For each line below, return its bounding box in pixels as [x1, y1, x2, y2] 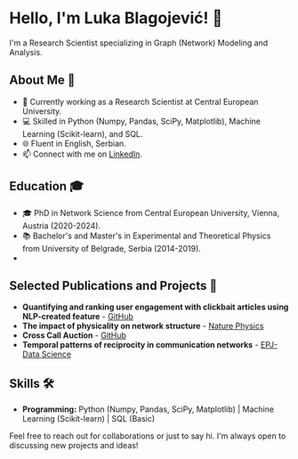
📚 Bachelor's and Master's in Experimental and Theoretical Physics [21, 230, 271, 241]
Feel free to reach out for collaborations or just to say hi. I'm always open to [9, 431, 286, 441]
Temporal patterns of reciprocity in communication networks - [21, 340, 260, 350]
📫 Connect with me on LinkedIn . [21, 149, 143, 159]
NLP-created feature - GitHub [21, 311, 133, 322]
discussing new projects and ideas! [9, 440, 139, 451]
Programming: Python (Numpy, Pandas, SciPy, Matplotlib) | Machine [21, 404, 274, 415]
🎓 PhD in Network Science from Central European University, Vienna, [21, 207, 280, 218]
